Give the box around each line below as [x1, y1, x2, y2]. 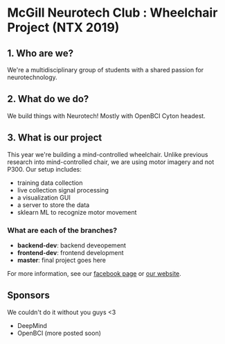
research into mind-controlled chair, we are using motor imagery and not [7, 158, 215, 166]
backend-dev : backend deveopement [17, 241, 127, 249]
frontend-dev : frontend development [17, 248, 124, 256]
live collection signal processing [17, 186, 109, 194]
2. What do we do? [7, 93, 89, 105]
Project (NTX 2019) [7, 19, 120, 35]
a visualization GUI [17, 193, 71, 202]
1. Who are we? [7, 47, 74, 59]
